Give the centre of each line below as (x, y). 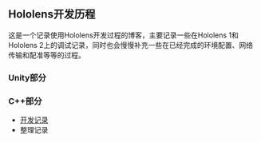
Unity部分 (27, 77)
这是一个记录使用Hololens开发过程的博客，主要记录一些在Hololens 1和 (124, 35)
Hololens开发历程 (52, 14)
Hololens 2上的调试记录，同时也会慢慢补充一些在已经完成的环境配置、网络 (131, 45)
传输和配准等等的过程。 (47, 55)
